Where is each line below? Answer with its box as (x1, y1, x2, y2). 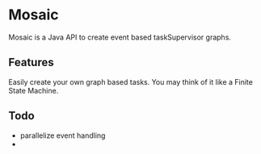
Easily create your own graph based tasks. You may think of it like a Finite (8, 77, 253, 86)
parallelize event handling (19, 131, 106, 140)
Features (8, 56, 54, 69)
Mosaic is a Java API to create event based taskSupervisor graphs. (8, 32, 232, 42)
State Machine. (8, 85, 59, 95)
